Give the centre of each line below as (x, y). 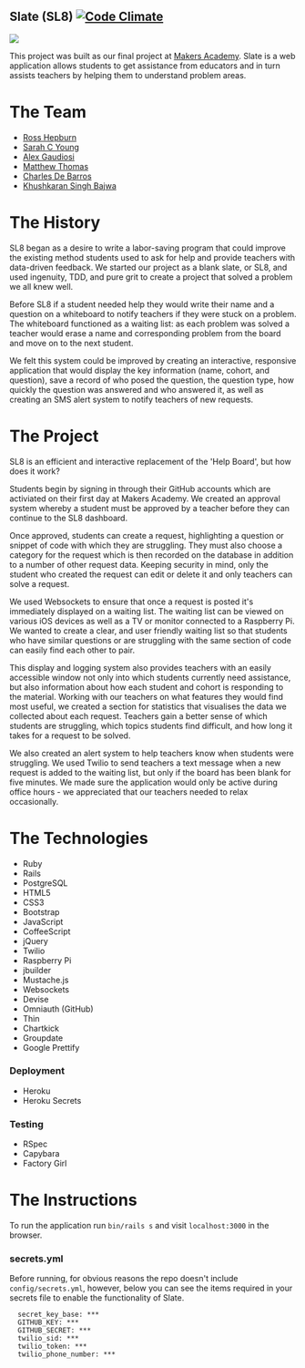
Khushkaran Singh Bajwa (69, 185)
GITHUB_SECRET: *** (55, 1331)
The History (55, 222)
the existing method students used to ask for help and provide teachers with (152, 257)
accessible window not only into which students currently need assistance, (150, 677)
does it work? (35, 471)
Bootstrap (41, 911)
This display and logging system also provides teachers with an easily (140, 667)
